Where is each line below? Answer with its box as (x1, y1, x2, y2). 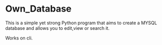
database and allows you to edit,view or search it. (5, 25, 110, 31)
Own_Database (5, 3, 72, 15)
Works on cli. (5, 35, 33, 41)
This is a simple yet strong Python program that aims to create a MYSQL (5, 20, 157, 26)
